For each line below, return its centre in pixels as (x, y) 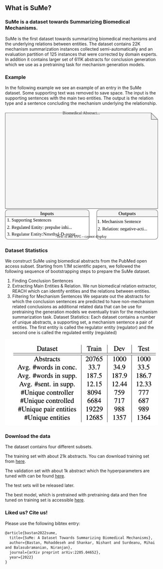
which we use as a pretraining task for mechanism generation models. (75, 64)
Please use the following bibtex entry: (43, 523)
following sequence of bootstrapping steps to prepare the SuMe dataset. (78, 271)
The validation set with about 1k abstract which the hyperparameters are (77, 471)
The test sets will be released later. (40, 485)
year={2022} (22, 557)
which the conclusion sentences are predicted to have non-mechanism (83, 302)
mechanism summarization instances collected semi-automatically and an (79, 49)
